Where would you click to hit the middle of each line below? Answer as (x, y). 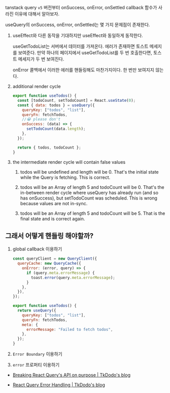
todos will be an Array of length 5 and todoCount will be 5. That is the (93, 213)
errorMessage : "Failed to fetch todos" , (70, 329)
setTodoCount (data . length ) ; (56, 129)
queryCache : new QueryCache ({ (49, 264)
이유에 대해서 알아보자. (37, 14)
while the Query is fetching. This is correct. (65, 177)
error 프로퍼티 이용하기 (36, 365)
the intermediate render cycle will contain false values (69, 162)
